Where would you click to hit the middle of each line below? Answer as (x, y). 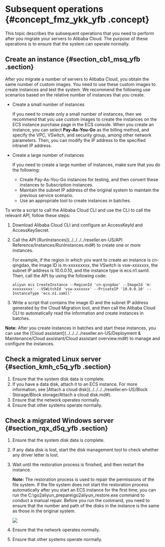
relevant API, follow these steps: (38, 215)
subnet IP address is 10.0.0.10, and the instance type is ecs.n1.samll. (81, 270)
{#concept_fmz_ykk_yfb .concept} (77, 20)
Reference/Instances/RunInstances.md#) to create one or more (77, 245)
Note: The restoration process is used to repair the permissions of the (83, 479)
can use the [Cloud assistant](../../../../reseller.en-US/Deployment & (73, 333)
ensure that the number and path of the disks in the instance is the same (86, 506)
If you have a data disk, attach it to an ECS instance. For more (75, 384)
